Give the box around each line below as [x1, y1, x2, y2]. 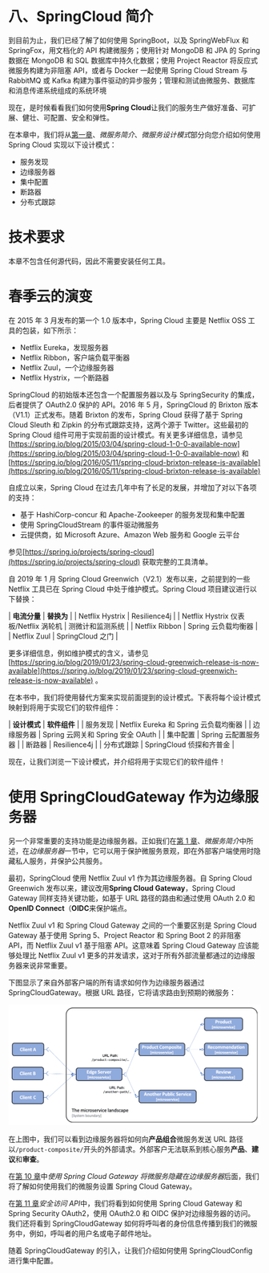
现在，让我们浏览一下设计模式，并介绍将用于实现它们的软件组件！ [8, 757, 226, 766]
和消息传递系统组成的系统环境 [8, 85, 106, 95]
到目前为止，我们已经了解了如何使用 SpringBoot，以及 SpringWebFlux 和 [8, 35, 250, 45]
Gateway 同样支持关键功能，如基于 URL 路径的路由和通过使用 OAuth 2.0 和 [8, 893, 255, 903]
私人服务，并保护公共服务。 [14, 856, 106, 866]
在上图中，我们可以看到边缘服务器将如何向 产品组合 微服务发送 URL [8, 1134, 228, 1144]
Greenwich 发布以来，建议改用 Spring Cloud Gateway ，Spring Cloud [8, 883, 236, 892]
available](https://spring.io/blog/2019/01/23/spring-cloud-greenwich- [8, 666, 238, 675]
